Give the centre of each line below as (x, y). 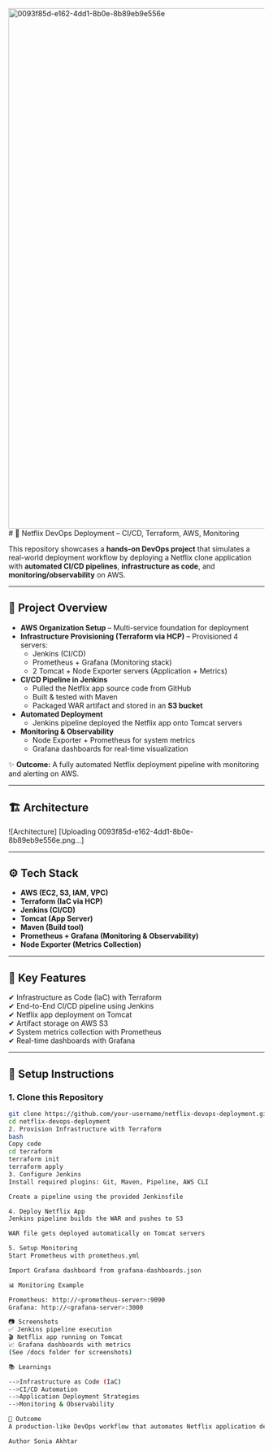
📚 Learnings (30, 1367)
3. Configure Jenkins (45, 1174)
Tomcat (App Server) (56, 918)
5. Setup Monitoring (43, 1249)
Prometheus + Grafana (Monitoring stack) (102, 662)
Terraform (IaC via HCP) (61, 901)
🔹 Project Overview (58, 608)
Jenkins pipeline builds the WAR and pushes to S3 (96, 1219)
